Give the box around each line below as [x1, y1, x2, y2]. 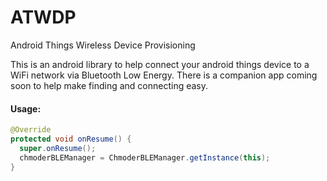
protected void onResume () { [10, 134, 132, 145]
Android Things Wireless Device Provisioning [10, 39, 196, 51]
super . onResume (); [19, 143, 97, 153]
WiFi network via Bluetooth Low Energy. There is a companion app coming [10, 69, 318, 81]
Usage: [10, 102, 42, 115]
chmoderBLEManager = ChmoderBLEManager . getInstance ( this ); [19, 152, 271, 163]
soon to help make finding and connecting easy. [10, 79, 209, 91]
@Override [10, 125, 52, 135]
